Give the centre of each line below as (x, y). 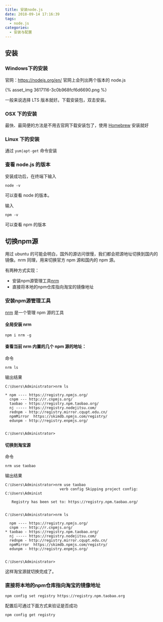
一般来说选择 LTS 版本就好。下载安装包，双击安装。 (57, 100)
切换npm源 (22, 241)
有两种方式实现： (22, 270)
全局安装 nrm (18, 324)
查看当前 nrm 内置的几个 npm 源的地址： (46, 346)
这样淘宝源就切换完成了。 (31, 572)
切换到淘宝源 (18, 445)
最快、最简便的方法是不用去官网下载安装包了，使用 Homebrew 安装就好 (77, 125)
